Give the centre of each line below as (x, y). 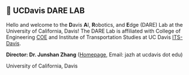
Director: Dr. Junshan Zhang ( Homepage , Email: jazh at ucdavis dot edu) (94, 54)
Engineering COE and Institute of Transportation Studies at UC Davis (89, 37)
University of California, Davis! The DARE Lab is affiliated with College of (93, 31)
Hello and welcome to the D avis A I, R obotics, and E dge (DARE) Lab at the (94, 24)
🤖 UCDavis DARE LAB (45, 11)
